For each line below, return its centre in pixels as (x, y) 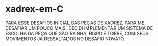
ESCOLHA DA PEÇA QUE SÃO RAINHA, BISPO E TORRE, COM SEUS (77, 33)
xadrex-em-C (35, 9)
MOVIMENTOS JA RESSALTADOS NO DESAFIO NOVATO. (65, 39)
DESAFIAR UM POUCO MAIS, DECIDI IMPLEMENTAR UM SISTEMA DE (79, 28)
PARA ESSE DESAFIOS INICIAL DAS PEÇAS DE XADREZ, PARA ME (75, 23)
